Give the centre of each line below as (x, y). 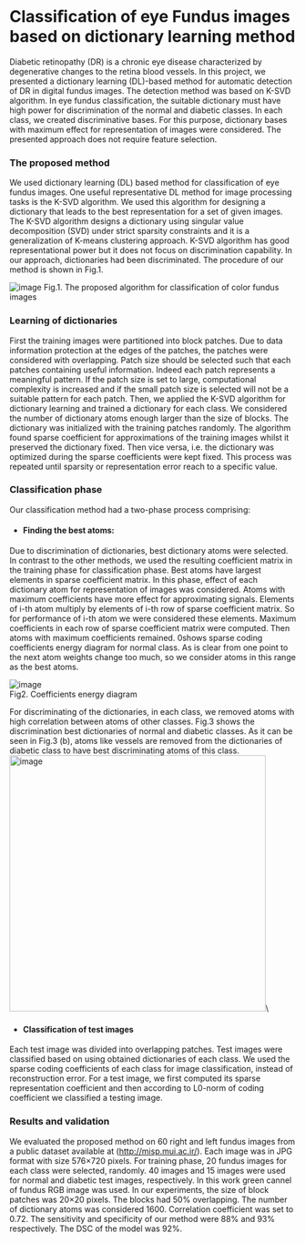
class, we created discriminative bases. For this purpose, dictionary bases (148, 119)
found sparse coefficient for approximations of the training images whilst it (149, 437)
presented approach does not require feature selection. (113, 139)
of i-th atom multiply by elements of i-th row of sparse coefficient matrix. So (152, 609)
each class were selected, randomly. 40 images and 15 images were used (147, 1170)
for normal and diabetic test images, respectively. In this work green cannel (151, 1180)
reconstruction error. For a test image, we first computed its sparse (135, 1078)
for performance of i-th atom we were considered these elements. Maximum (153, 618)
